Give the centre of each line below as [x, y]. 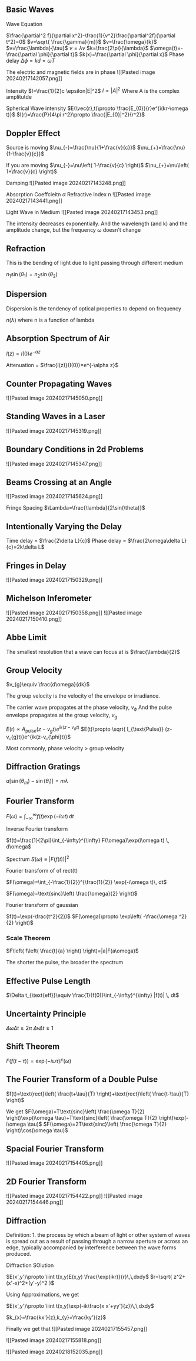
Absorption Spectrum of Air [58, 338]
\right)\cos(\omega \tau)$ [37, 1130]
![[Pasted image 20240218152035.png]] [54, 1352]
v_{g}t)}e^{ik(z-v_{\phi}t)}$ [39, 737]
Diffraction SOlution [30, 1265]
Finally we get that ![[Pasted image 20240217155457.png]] [77, 1329]
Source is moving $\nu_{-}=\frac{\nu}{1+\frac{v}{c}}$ [71, 148]
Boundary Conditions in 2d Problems [75, 450]
